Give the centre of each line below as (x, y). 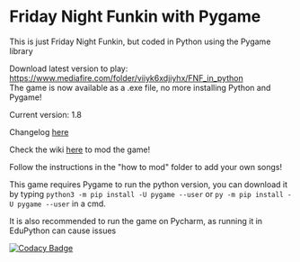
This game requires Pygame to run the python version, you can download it (149, 184)
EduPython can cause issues (63, 230)
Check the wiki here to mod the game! (80, 149)
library (21, 50)
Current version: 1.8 (46, 114)
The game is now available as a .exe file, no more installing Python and (140, 87)
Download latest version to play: (69, 68)
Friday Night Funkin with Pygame (135, 17)
